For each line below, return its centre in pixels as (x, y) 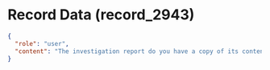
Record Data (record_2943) (101, 15)
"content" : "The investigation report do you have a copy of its (127, 51)
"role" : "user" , (42, 43)
